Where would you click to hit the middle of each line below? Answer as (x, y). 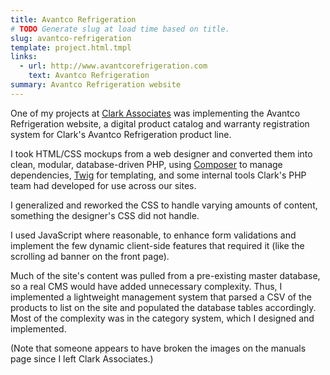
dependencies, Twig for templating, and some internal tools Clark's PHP (158, 175)
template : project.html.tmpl (71, 47)
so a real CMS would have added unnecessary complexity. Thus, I (146, 286)
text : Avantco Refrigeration (89, 76)
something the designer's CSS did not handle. (105, 215)
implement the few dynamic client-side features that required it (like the (157, 245)
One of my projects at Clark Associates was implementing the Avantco (155, 113)
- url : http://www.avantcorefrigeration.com (113, 66)
